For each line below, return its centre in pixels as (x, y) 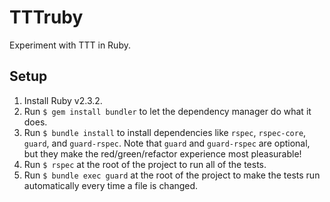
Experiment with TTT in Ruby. (70, 45)
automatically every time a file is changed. (111, 185)
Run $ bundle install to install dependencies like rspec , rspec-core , (165, 132)
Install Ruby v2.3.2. (63, 100)
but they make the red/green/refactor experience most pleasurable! (162, 153)
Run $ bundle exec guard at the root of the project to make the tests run (172, 175)
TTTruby (46, 17)
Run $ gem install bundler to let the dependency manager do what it (167, 111)
